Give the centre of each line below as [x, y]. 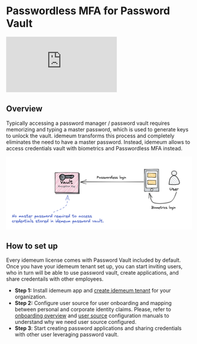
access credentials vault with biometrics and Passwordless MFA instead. [94, 148]
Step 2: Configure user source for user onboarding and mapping [93, 303]
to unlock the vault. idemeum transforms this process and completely [91, 136]
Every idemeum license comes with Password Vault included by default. [93, 260]
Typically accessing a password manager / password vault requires [88, 123]
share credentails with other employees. [55, 279]
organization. [31, 297]
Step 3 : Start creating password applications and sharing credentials [98, 328]
